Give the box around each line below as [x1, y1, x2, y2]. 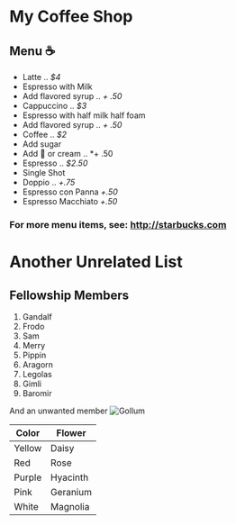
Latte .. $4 [22, 72, 61, 82]
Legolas [22, 368, 52, 379]
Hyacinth [50, 471, 89, 484]
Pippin [22, 349, 47, 360]
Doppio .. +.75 [22, 177, 76, 187]
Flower [56, 426, 87, 439]
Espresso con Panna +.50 [22, 186, 119, 197]
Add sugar [22, 139, 61, 149]
